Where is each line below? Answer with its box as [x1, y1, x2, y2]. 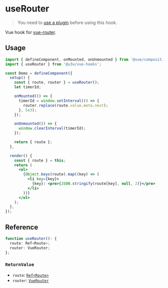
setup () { [9, 75, 30, 80]
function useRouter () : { [5, 236, 57, 241]
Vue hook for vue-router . [5, 29, 56, 35]
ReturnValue [5, 262, 34, 267]
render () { [9, 153, 32, 158]
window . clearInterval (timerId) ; [18, 126, 86, 131]
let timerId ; [14, 84, 41, 90]
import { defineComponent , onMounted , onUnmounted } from [5, 57, 128, 62]
